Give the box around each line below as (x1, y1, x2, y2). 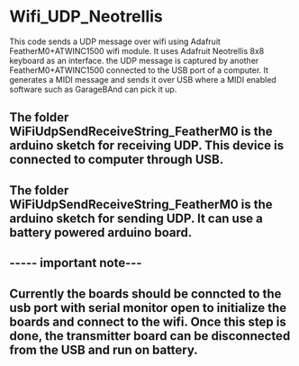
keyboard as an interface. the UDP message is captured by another (9, 55, 259, 66)
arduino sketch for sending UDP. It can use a (9, 210, 263, 226)
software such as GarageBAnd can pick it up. (9, 84, 177, 94)
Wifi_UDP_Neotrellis (9, 6, 164, 27)
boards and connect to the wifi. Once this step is (9, 314, 286, 329)
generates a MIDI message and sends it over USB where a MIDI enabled (9, 74, 276, 85)
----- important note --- (9, 255, 142, 271)
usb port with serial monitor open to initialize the (9, 299, 287, 316)
